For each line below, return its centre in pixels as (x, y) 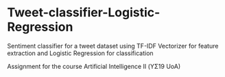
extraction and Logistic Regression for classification (80, 53)
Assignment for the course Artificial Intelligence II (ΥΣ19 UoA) (94, 66)
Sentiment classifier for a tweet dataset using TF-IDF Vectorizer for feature (113, 46)
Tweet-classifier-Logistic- (84, 13)
